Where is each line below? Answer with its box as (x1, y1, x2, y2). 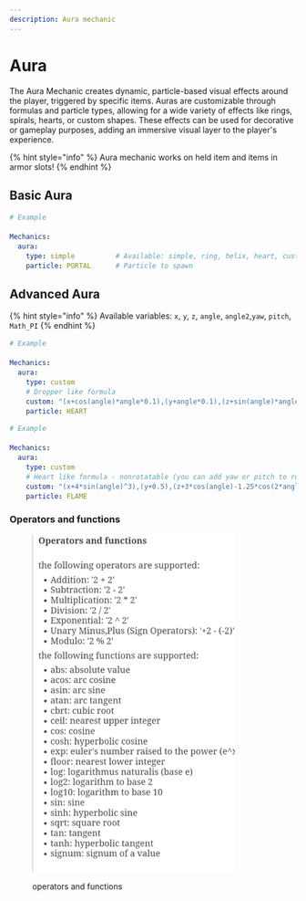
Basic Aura (9, 187, 73, 203)
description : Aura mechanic (9, 15, 117, 24)
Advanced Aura (9, 287, 100, 302)
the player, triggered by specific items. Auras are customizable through (9, 95, 276, 106)
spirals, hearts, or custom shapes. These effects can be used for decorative (9, 114, 294, 125)
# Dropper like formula (25, 387, 117, 396)
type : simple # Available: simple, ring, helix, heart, (25, 251, 280, 260)
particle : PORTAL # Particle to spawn (25, 261, 194, 270)
